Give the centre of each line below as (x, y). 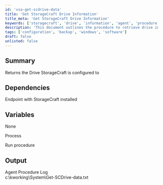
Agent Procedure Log (26, 172)
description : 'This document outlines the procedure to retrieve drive (79, 28)
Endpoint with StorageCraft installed (41, 100)
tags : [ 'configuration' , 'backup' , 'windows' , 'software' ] (66, 32)
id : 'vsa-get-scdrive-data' (33, 9)
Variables (20, 115)
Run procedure (20, 145)
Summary (20, 61)
